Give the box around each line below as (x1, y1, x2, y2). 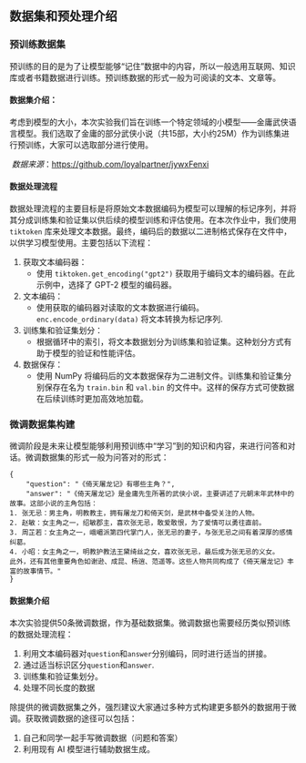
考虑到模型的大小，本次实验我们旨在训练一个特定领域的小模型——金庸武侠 (9, 117, 289, 127)
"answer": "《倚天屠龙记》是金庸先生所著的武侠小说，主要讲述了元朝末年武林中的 (25, 490, 294, 499)
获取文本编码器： (22, 257, 87, 268)
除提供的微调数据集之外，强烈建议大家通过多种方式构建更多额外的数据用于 (9, 701, 289, 712)
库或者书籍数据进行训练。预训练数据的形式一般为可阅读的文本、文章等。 (9, 72, 280, 83)
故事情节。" (22, 567, 62, 576)
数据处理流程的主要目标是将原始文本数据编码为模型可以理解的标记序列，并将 (9, 203, 297, 214)
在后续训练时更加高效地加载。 (36, 393, 148, 404)
